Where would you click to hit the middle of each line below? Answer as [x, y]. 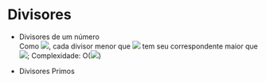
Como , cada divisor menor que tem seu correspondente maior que [138, 46]
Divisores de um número [59, 37]
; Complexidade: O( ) [64, 55]
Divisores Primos [47, 71]
